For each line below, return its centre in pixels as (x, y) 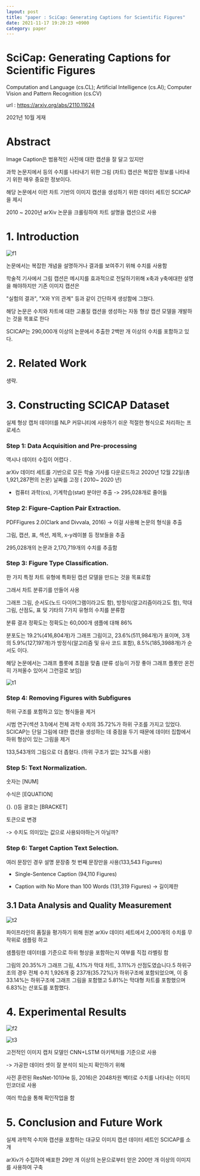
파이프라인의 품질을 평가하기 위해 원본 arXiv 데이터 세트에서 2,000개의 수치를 (96, 932)
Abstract (28, 142)
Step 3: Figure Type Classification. (57, 563)
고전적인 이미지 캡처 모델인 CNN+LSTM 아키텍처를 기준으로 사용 (81, 1052)
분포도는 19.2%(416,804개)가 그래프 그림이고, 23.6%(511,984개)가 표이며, (93, 635)
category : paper (26, 28)
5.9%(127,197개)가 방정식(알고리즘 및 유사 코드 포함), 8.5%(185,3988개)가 (99, 642)
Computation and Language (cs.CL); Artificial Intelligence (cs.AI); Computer (99, 87)
